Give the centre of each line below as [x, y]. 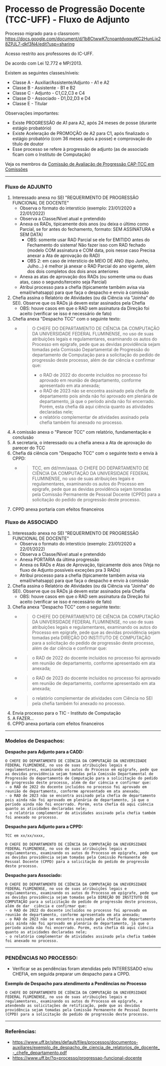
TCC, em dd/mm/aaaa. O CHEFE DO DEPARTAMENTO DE [90, 468]
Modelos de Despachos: [35, 741]
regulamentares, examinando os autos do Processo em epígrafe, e [74, 1001]
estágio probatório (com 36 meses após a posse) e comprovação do [82, 138]
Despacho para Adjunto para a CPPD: [44, 826]
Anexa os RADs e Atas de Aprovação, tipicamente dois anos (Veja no [90, 565]
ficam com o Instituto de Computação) [51, 154]
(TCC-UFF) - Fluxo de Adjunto [67, 20]
